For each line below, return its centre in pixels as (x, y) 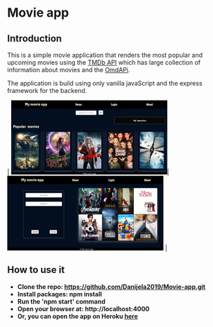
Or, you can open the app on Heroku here (77, 316)
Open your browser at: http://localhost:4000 (83, 309)
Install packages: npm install (59, 294)
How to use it (36, 270)
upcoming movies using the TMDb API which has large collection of (104, 62)
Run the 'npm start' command (61, 301)
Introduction (35, 39)
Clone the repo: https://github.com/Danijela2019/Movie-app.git (111, 287)
